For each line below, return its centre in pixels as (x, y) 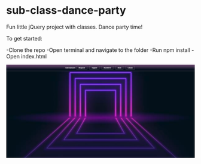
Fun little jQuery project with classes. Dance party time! (74, 27)
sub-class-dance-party (66, 10)
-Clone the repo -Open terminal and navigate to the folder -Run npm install (98, 50)
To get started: (25, 38)
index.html (33, 56)
